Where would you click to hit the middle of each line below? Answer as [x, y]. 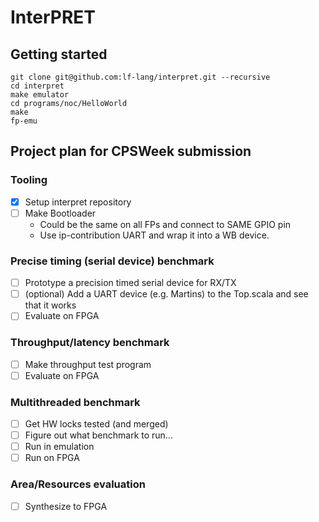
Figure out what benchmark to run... [98, 435]
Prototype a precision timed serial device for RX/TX [130, 283]
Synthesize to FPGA [66, 506]
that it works [50, 305]
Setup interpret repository [78, 202]
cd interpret [37, 86]
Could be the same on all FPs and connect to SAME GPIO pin [165, 224]
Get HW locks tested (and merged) [96, 424]
